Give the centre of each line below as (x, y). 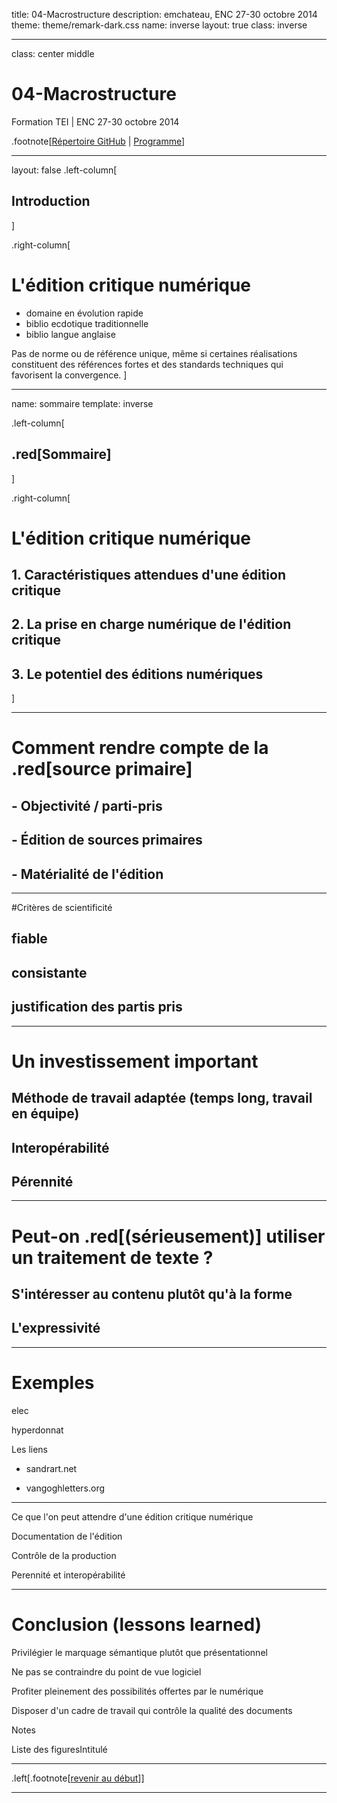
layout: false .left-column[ (64, 170)
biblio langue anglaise (70, 334)
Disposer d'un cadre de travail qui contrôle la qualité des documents (152, 1710)
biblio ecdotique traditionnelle (87, 323)
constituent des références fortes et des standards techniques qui (147, 364)
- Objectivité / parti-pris (87, 805)
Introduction (51, 201)
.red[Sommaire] (61, 454)
